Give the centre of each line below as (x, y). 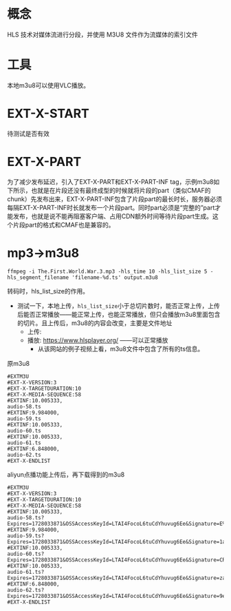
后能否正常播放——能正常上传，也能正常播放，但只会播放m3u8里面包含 (119, 314)
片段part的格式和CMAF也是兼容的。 (64, 225)
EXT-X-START (48, 114)
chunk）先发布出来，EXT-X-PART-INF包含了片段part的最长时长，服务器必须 (114, 199)
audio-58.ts (24, 406)
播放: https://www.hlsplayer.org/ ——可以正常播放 (98, 340)
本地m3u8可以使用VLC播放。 (48, 85)
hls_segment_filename (38, 277)
